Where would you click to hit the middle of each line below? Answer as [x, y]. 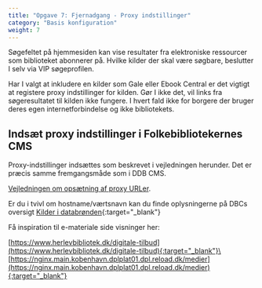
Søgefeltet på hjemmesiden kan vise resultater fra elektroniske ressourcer [128, 53]
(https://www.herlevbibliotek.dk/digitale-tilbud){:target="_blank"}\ [115, 251]
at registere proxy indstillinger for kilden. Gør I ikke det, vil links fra [115, 93]
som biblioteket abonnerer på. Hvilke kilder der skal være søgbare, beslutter [131, 60]
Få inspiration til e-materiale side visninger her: [84, 228]
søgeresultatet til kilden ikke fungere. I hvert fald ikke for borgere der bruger [131, 101]
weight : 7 [24, 30]
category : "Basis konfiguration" [63, 23]
